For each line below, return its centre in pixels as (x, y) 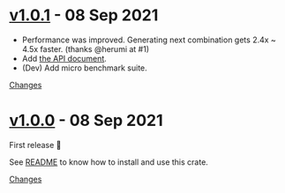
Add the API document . (64, 58)
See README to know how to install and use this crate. (109, 162)
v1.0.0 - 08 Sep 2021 (86, 121)
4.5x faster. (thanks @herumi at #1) (86, 48)
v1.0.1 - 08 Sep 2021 (84, 15)
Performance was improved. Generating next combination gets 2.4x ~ (149, 40)
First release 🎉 (35, 145)
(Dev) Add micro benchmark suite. (84, 68)
